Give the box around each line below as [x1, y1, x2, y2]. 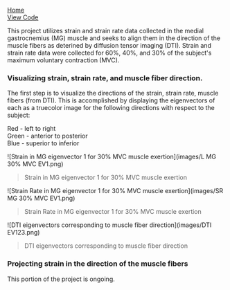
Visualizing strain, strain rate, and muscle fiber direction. [7, 73, 203, 82]
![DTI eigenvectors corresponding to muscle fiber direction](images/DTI [7, 221, 212, 229]
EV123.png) [7, 228, 40, 237]
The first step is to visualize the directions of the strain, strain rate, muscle [7, 89, 219, 98]
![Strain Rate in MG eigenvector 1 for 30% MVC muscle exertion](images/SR [7, 187, 224, 195]
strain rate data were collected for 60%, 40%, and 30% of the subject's [7, 48, 212, 57]
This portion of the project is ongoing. [7, 275, 116, 283]
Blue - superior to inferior [7, 139, 80, 147]
